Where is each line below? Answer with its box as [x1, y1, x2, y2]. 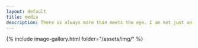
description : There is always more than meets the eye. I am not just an [6, 19, 193, 25]
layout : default [6, 8, 46, 15]
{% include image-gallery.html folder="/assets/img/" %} [6, 36, 143, 43]
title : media [6, 14, 39, 20]
